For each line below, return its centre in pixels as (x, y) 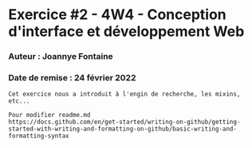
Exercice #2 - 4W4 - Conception (118, 15)
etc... (19, 101)
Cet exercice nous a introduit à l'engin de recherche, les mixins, (124, 94)
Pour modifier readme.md (49, 115)
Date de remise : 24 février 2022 (72, 78)
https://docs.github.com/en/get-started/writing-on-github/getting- (124, 122)
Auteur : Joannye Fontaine (61, 56)
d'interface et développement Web (126, 31)
